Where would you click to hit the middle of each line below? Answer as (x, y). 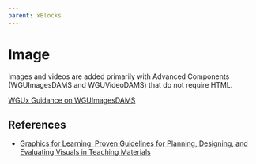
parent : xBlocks (35, 15)
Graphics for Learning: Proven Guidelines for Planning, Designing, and (134, 143)
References (37, 124)
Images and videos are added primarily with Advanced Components (119, 76)
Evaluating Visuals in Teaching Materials (85, 152)
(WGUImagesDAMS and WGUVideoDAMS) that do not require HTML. (120, 84)
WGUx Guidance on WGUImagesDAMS (72, 100)
